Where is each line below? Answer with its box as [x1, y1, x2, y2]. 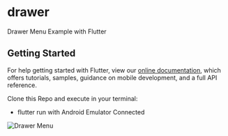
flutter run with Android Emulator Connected [17, 107, 145, 116]
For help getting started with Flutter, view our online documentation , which [7, 66, 222, 74]
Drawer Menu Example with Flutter [7, 27, 107, 36]
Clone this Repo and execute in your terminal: [7, 94, 138, 103]
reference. [7, 81, 37, 89]
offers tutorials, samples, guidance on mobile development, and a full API [7, 73, 218, 82]
